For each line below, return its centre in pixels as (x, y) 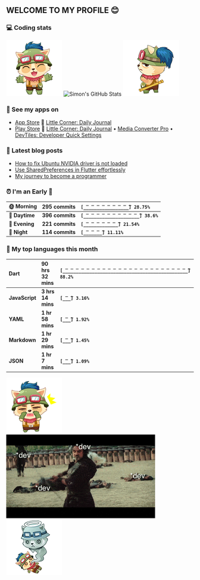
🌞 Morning (23, 207)
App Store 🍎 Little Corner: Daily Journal (63, 122)
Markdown (22, 340)
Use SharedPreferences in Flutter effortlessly (70, 170)
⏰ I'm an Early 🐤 (29, 192)
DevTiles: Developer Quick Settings (58, 135)
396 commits (59, 216)
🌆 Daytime (22, 216)
